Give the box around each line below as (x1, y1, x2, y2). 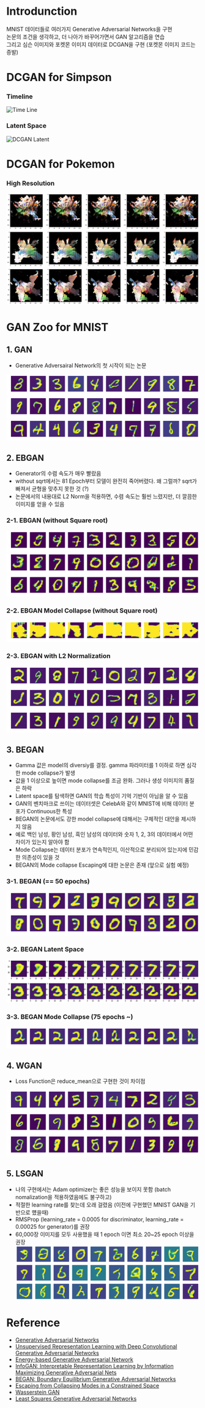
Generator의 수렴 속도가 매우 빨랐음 (15, 470, 102, 477)
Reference (6, 1316, 60, 1330)
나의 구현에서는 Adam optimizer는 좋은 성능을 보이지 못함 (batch (15, 1186, 171, 1193)
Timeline (6, 92, 33, 101)
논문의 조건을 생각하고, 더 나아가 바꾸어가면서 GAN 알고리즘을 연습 (6, 33, 165, 41)
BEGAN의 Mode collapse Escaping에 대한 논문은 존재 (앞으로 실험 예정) (15, 861, 189, 869)
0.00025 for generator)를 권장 (15, 1222, 90, 1230)
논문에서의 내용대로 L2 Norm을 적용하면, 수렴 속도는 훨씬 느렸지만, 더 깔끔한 (15, 493, 197, 500)
